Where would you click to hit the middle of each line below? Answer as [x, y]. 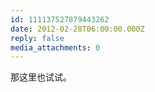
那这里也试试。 [41, 77]
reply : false [37, 38]
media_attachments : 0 [55, 47]
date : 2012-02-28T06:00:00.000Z [77, 29]
